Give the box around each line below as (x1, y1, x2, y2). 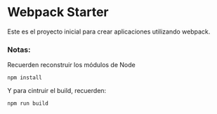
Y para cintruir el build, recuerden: (7, 87, 107, 95)
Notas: (7, 45, 31, 55)
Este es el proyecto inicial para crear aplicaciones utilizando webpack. (7, 27, 211, 36)
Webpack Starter (7, 4, 109, 20)
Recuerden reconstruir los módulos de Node (7, 61, 136, 69)
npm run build (7, 100, 49, 107)
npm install (7, 74, 42, 81)
